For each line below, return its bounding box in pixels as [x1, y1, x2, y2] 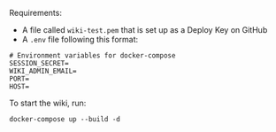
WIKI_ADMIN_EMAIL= [9, 66, 77, 75]
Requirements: [9, 8, 62, 18]
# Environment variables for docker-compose [9, 51, 176, 60]
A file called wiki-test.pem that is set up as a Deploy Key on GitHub [21, 25, 268, 35]
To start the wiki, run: [9, 97, 87, 108]
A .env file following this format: [21, 35, 139, 44]
